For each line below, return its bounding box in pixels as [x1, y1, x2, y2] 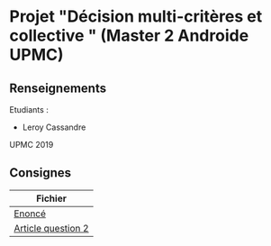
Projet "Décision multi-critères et [9, 6, 263, 27]
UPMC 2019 [9, 140, 54, 150]
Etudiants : [9, 105, 50, 114]
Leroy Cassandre [22, 122, 86, 132]
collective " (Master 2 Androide [9, 25, 249, 46]
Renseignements [9, 80, 106, 96]
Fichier [35, 192, 68, 205]
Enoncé [14, 207, 47, 220]
